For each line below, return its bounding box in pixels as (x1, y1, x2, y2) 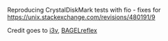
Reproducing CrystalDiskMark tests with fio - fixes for (7, 6, 161, 14)
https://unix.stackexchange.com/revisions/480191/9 (7, 13, 156, 21)
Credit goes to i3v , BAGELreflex (7, 27, 97, 34)
